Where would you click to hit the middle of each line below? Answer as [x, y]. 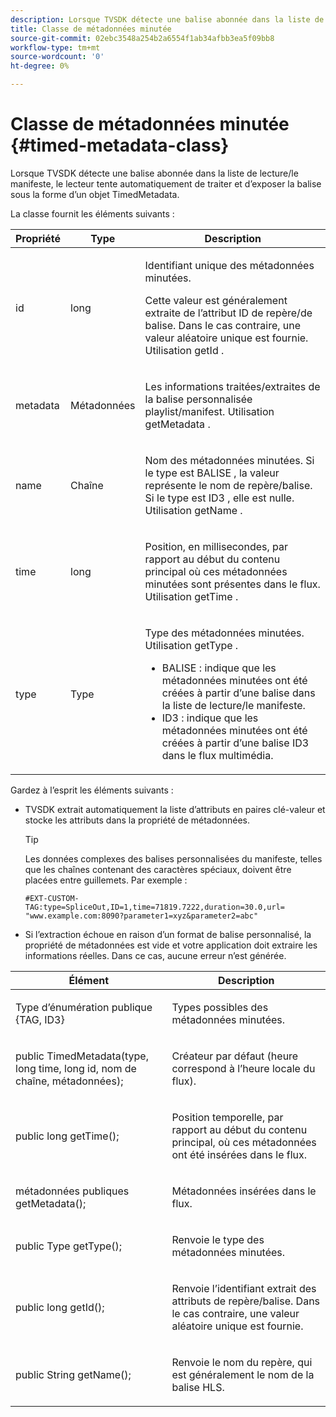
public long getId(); [60, 1307]
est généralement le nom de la [243, 1374]
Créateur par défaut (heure [235, 1056]
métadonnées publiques [72, 1191]
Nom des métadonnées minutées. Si [229, 460]
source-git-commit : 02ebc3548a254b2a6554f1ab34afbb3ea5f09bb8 [142, 38]
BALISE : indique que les [219, 668]
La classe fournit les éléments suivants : [92, 213]
